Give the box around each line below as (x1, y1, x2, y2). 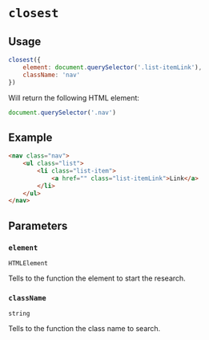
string (8, 309, 30, 318)
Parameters (8, 219, 68, 232)
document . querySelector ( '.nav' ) (8, 109, 116, 117)
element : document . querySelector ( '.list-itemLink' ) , (22, 63, 203, 72)
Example (8, 130, 53, 144)
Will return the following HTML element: (8, 92, 140, 102)
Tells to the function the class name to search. (8, 324, 161, 334)
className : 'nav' (22, 71, 81, 79)
